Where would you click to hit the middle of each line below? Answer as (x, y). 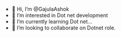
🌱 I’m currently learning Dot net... (52, 21)
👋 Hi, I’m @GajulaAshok (40, 9)
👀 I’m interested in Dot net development (60, 15)
